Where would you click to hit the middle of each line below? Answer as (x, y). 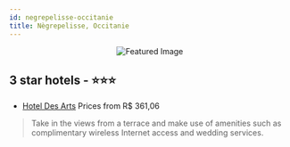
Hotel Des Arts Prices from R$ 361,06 (91, 106)
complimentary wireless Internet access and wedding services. (147, 133)
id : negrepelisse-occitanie (62, 17)
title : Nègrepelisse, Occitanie (69, 26)
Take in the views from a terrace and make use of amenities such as (156, 123)
